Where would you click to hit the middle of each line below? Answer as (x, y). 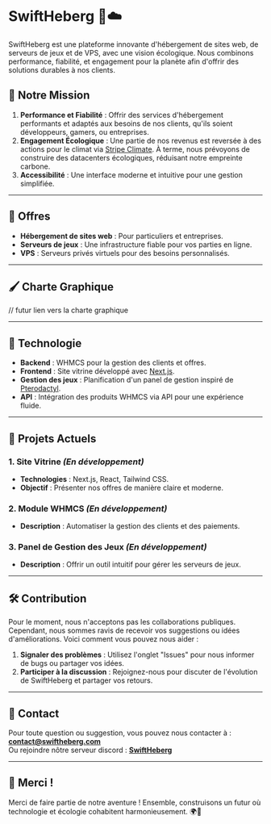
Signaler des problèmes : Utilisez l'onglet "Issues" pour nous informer (137, 655)
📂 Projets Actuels (52, 439)
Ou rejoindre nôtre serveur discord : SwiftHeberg (90, 750)
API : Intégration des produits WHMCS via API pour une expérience (132, 397)
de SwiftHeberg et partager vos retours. (86, 680)
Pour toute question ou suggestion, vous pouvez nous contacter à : (120, 733)
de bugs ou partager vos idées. (72, 663)
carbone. (35, 166)
